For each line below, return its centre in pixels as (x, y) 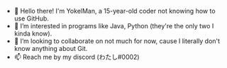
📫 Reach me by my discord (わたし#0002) (77, 57)
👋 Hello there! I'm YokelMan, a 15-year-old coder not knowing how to (115, 11)
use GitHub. (32, 18)
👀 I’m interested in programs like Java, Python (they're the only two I (114, 26)
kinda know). (33, 33)
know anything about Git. (51, 49)
